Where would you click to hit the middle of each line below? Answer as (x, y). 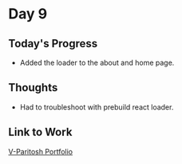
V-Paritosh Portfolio (41, 151)
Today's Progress (53, 44)
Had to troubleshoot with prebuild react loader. (97, 107)
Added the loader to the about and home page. (97, 62)
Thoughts (33, 88)
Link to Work (40, 132)
